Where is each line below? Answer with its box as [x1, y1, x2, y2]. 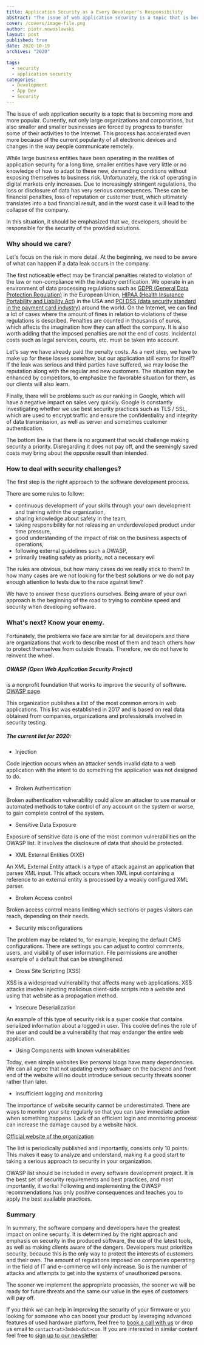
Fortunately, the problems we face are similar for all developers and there [6, 632, 189, 639]
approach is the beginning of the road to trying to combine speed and [6, 597, 181, 604]
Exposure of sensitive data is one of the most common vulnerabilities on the [6, 832, 196, 840]
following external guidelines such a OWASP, [15, 547, 127, 555]
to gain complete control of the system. [6, 809, 105, 816]
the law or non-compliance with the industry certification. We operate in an [6, 278, 194, 286]
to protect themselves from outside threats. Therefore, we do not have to [6, 645, 189, 652]
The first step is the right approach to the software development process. [6, 479, 190, 486]
